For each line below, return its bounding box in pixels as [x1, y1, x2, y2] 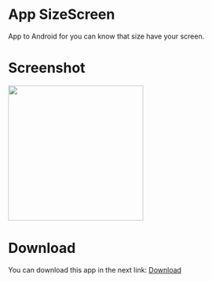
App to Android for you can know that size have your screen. [8, 31, 205, 41]
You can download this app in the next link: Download [8, 265, 182, 274]
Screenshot [8, 59, 86, 77]
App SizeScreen [8, 5, 115, 24]
